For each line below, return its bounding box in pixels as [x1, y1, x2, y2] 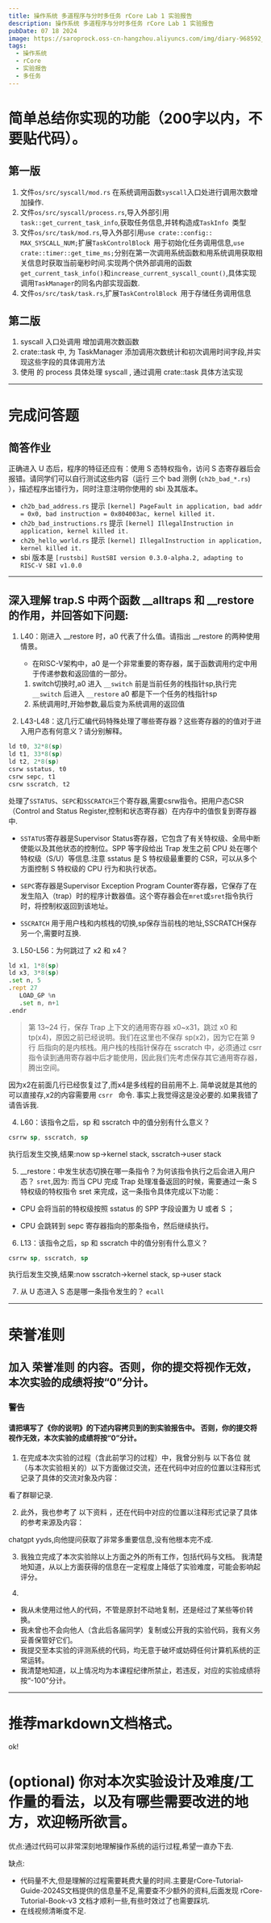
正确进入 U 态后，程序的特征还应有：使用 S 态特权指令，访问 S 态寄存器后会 [8, 464, 261, 474]
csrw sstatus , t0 [8, 765, 67, 773]
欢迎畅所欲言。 [36, 1813, 136, 1832]
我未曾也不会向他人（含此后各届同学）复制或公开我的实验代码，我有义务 [19, 1626, 261, 1635]
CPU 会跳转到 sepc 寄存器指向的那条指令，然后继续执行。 [19, 1221, 214, 1230]
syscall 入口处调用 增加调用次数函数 [19, 337, 140, 347]
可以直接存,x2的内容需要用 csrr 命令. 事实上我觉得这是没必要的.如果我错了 [8, 1090, 259, 1099]
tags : [8, 42, 27, 50]
